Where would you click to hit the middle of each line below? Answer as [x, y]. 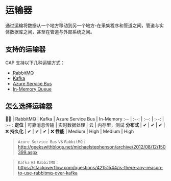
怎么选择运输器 [29, 107]
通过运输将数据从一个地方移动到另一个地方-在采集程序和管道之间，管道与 [82, 25]
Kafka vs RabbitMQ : [38, 162]
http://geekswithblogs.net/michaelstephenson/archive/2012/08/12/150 [92, 147]
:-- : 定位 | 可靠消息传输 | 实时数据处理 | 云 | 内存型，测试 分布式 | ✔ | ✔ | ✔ [84, 125]
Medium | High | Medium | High [101, 131]
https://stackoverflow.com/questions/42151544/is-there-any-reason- [90, 167]
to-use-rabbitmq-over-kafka [48, 173]
